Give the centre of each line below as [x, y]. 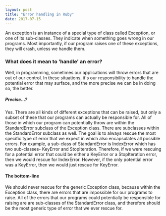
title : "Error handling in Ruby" [40, 14]
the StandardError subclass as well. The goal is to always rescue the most [81, 133]
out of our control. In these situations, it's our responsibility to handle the [79, 78]
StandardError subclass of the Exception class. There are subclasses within [82, 128]
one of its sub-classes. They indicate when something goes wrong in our [80, 38]
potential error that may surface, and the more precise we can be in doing [81, 83]
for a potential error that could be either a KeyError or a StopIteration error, [81, 154]
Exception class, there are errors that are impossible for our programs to [79, 192]
